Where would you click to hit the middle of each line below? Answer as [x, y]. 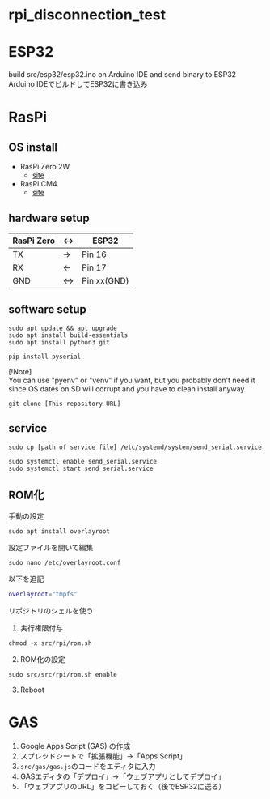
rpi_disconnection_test [87, 15]
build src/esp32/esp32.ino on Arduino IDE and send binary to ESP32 [122, 75]
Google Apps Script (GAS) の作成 [75, 746]
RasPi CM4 [39, 184]
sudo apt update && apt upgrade [63, 328]
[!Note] [20, 371]
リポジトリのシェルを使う [51, 611]
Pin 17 [94, 267]
